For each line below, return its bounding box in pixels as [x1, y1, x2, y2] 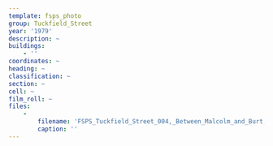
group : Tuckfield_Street [8, 19, 93, 28]
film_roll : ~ [8, 95, 53, 103]
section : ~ [8, 79, 45, 88]
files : [8, 102, 31, 110]
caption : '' [37, 125, 79, 133]
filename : [37, 118, 71, 126]
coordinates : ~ [8, 58, 60, 66]
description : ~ [8, 34, 60, 43]
